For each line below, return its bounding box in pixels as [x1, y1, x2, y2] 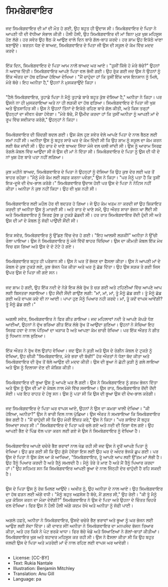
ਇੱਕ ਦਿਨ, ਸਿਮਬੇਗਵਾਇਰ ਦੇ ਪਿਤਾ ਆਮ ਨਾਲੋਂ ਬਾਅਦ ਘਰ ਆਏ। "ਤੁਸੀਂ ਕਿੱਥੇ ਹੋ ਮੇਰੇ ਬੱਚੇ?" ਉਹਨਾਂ [5, 62, 160, 68]
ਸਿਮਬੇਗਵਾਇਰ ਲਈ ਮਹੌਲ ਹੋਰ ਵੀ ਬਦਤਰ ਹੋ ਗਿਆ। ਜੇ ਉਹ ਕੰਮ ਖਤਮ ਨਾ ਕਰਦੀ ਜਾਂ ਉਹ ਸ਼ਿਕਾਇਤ [5, 200, 162, 206]
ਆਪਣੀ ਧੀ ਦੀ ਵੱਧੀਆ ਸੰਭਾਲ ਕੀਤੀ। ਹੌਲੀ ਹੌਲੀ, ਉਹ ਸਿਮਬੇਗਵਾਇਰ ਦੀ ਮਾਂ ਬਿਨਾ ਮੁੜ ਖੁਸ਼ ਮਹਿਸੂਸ [5, 30, 162, 37]
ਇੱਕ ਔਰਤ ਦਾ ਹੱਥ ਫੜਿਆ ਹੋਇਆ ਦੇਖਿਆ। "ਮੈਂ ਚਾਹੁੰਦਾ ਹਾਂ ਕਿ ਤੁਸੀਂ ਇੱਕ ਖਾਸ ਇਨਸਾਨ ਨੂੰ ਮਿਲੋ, [5, 73, 159, 79]
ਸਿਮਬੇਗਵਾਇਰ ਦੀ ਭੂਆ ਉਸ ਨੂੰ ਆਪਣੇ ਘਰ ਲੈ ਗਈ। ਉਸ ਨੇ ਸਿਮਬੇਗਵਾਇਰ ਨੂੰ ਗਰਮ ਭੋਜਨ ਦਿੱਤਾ [5, 379, 158, 385]
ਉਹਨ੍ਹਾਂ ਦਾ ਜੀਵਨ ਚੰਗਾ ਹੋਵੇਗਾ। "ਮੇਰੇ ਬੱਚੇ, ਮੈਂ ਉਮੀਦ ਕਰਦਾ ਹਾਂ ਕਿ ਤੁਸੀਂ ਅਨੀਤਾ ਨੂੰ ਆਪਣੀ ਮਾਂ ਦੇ [5, 111, 159, 117]
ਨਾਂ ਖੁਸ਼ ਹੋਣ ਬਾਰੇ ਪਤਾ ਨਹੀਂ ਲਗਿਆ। [5, 154, 64, 160]
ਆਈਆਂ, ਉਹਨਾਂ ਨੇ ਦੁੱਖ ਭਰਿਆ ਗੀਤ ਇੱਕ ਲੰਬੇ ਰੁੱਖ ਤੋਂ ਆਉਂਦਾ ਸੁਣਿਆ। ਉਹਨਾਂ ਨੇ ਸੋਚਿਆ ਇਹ [5, 321, 155, 327]
